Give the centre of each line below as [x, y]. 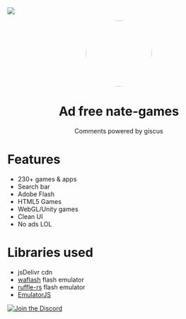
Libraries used [50, 253]
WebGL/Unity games [48, 209]
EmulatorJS [34, 294]
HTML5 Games [40, 201]
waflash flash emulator [51, 279]
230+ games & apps [47, 179]
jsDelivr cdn [35, 272]
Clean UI [30, 216]
